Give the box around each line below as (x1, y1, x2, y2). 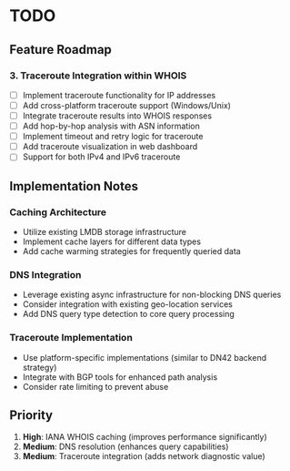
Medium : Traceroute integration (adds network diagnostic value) (22, 451, 265, 462)
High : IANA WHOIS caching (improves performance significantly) (22, 432, 268, 443)
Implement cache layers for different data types (22, 236, 202, 247)
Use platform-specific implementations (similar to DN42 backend (22, 352, 266, 363)
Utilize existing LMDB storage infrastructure (22, 227, 186, 237)
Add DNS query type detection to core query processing (22, 309, 235, 320)
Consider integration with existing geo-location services (22, 299, 234, 310)
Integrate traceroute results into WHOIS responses (22, 110, 212, 121)
